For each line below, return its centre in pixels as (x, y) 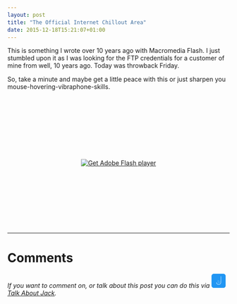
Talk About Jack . (32, 293)
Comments (40, 258)
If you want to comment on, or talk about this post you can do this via (109, 285)
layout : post (26, 15)
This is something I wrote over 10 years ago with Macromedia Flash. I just (114, 51)
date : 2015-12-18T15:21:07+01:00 (56, 30)
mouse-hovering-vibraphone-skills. (59, 87)
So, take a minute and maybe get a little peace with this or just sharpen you (116, 79)
